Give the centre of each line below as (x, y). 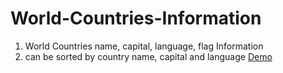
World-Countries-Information (136, 18)
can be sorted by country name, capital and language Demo (148, 56)
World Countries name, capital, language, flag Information (144, 46)
